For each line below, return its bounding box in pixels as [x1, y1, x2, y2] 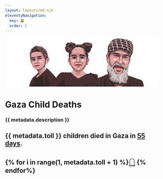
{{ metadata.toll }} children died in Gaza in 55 [5, 132, 145, 140]
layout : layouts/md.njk [5, 8, 54, 13]
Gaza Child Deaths [5, 99, 82, 110]
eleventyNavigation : [5, 13, 47, 18]
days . [5, 139, 23, 147]
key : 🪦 [9, 18, 24, 23]
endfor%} [5, 166, 36, 175]
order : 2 [9, 23, 27, 28]
